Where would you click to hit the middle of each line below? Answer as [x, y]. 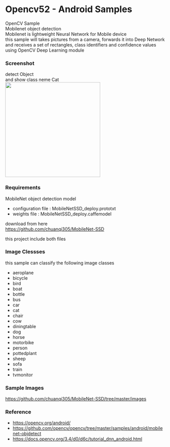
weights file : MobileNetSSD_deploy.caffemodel [62, 214]
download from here [27, 223]
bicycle [20, 278]
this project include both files [35, 239]
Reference [18, 412]
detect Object [19, 74]
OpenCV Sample [23, 23]
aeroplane [23, 273]
